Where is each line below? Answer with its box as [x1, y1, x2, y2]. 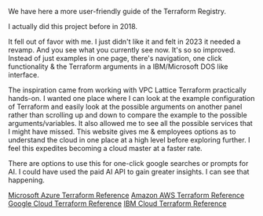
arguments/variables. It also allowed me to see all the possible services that [8, 119, 253, 128]
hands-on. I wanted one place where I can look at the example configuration [8, 94, 255, 103]
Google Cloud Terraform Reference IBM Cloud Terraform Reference [8, 199, 227, 208]
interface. [8, 70, 39, 79]
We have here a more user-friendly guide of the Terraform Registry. [8, 7, 226, 16]
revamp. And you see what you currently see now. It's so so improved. [8, 45, 236, 54]
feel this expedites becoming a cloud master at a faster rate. [8, 144, 203, 153]
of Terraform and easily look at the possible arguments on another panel [8, 102, 243, 111]
